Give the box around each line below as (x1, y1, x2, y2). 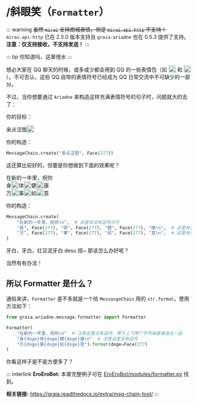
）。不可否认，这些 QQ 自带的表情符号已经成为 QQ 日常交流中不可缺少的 (6, 73, 180, 80)
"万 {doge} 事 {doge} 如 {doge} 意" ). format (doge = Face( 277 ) (16, 341, 148, 347)
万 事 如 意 (6, 189, 49, 196)
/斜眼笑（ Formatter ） (6, 5, 110, 19)
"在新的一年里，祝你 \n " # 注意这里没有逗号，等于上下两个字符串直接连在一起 (16, 330, 183, 336)
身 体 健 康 (6, 182, 49, 189)
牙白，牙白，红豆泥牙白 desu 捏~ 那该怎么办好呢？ (6, 247, 130, 254)
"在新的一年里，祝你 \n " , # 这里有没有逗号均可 (16, 219, 120, 225)
